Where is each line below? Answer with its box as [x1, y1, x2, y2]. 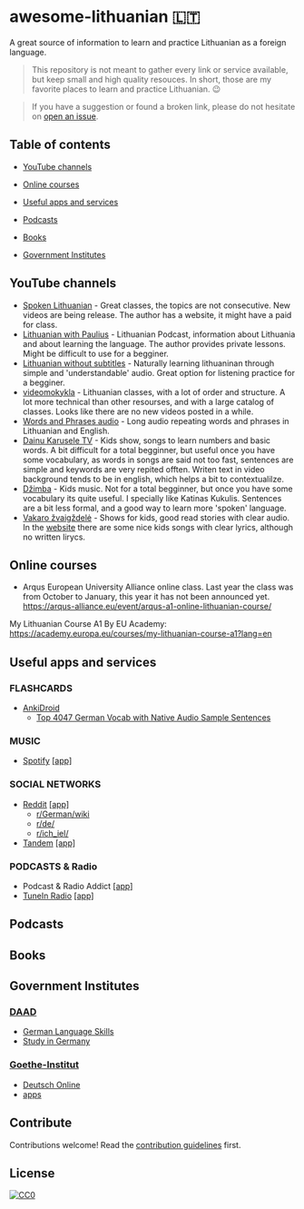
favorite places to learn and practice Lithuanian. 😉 [31, 84, 221, 94]
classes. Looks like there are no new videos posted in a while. [22, 406, 254, 417]
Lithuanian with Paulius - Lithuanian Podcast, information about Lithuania [22, 329, 296, 340]
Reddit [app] [22, 798, 70, 809]
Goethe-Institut [9, 1058, 80, 1071]
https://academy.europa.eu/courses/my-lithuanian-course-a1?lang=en [9, 629, 272, 639]
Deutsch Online [22, 1079, 81, 1090]
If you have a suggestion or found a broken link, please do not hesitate [31, 101, 296, 112]
